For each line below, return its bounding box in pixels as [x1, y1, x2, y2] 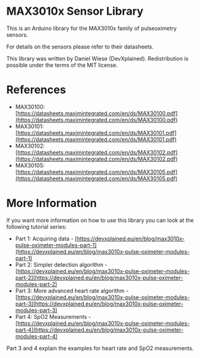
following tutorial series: [6, 223, 67, 230]
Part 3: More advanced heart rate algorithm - [15, 287, 129, 294]
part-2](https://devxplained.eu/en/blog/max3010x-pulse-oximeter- [15, 274, 183, 281]
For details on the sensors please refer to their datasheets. [6, 43, 154, 50]
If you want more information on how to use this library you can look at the [6, 216, 194, 224]
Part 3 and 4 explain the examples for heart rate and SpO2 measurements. [6, 345, 194, 352]
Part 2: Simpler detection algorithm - [15, 261, 108, 268]
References [6, 83, 66, 97]
